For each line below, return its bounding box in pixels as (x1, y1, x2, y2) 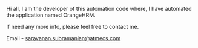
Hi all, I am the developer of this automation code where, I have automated (6, 5, 192, 12)
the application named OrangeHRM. (6, 11, 96, 19)
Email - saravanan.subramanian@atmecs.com (6, 35, 121, 41)
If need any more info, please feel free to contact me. (6, 23, 139, 30)
